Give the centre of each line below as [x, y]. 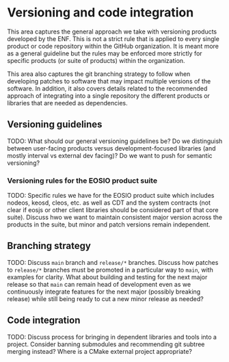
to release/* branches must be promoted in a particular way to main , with [110, 270]
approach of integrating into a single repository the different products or [109, 95]
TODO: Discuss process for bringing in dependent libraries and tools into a [112, 337]
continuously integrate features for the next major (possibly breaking [104, 292]
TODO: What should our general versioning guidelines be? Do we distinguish [115, 141]
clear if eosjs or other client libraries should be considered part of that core [113, 210]
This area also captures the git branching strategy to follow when [99, 74]
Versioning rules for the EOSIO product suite [82, 181]
